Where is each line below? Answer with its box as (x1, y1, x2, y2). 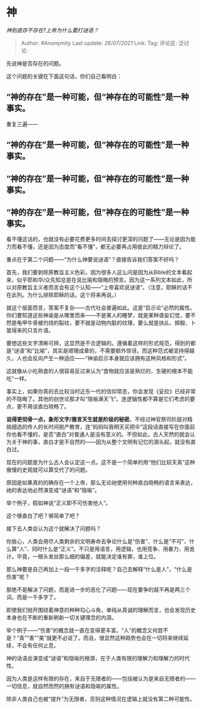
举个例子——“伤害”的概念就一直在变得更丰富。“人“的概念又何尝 (6, 627, 164, 634)
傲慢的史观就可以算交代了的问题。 (6, 466, 91, 473)
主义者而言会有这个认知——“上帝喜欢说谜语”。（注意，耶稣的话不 (32, 284, 193, 291)
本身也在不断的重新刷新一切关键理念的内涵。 (6, 614, 117, 621)
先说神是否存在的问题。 (6, 60, 64, 67)
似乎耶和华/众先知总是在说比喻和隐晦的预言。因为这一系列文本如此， (16, 276, 188, 283)
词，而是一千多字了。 (6, 593, 59, 601)
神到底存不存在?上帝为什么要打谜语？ (6, 27, 99, 34)
